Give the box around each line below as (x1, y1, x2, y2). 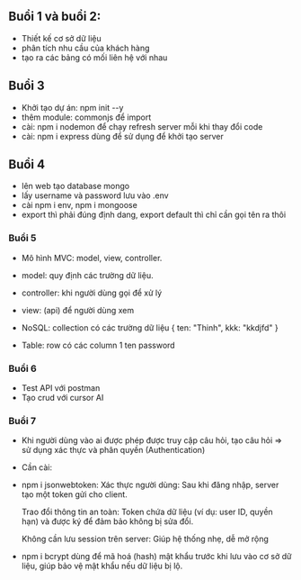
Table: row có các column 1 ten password (21, 340, 176, 350)
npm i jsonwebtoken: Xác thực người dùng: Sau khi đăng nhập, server (21, 479, 279, 491)
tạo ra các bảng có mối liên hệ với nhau (21, 51, 168, 63)
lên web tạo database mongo (21, 181, 130, 192)
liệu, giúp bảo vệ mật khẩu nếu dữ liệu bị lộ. (21, 560, 183, 572)
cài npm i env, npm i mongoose (21, 200, 138, 211)
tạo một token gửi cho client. (21, 489, 128, 500)
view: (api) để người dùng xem (21, 304, 135, 315)
